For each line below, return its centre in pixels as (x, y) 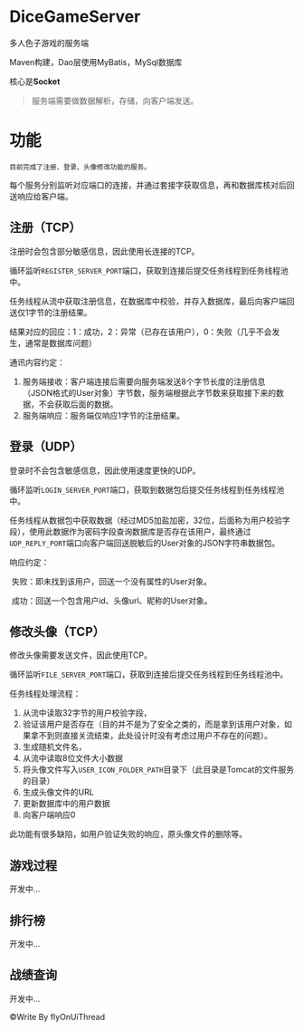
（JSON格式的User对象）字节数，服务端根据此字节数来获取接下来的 (149, 392)
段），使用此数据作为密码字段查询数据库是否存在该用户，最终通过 (130, 531)
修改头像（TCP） (57, 631)
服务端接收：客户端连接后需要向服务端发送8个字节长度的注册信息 (144, 381)
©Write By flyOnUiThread (57, 1017)
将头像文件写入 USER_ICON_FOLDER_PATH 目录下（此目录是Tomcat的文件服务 (158, 770)
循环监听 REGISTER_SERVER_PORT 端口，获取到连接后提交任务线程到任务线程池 (149, 270)
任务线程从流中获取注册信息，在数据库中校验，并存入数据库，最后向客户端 (148, 301)
